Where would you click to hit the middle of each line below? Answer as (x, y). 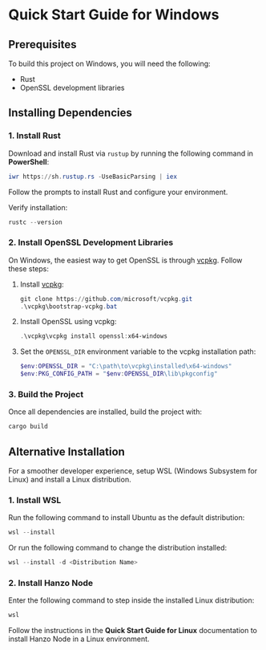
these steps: (29, 268)
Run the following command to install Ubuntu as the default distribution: (127, 518)
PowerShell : (29, 161)
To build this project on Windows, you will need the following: (109, 63)
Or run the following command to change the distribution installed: (118, 548)
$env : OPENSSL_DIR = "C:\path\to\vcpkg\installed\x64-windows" (126, 367)
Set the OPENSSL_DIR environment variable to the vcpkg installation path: (138, 351)
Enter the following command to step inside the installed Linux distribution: (131, 600)
